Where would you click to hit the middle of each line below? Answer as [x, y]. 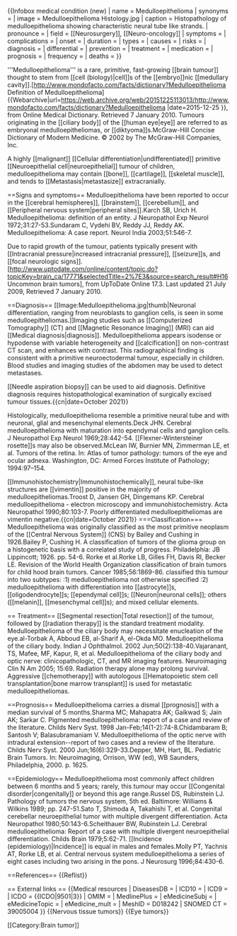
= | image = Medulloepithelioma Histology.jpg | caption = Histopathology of [117, 18]
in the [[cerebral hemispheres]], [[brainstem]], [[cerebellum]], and [103, 202]
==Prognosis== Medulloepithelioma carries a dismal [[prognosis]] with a [113, 705]
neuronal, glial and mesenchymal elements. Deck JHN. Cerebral [100, 423]
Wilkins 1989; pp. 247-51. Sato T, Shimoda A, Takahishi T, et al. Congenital [115, 809]
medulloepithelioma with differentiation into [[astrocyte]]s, [92, 587]
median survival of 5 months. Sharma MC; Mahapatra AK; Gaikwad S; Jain [115, 712]
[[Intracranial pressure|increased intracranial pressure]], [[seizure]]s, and [114, 254]
